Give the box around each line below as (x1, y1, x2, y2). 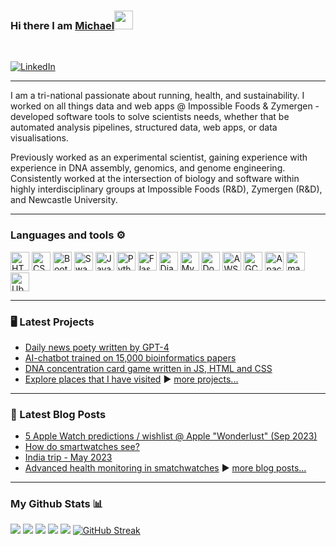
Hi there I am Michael (10, 18, 115, 32)
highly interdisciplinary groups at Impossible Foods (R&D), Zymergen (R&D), (10, 183, 323, 195)
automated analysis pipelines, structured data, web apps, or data (10, 121, 278, 134)
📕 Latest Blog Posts (10, 407, 107, 421)
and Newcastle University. (10, 194, 118, 206)
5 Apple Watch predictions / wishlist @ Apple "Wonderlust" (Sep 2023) (24, 430, 318, 442)
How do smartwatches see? (24, 441, 140, 453)
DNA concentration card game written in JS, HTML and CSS (24, 362, 273, 374)
